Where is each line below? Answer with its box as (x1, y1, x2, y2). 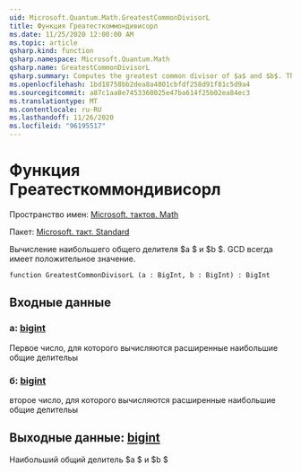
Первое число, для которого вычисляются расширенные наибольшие (9, 342, 279, 353)
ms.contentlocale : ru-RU (9, 105, 102, 114)
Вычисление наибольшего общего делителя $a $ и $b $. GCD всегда (9, 243, 273, 254)
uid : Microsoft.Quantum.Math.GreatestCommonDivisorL (9, 13, 211, 22)
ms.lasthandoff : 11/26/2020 (9, 113, 115, 122)
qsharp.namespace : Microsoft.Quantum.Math (9, 55, 170, 64)
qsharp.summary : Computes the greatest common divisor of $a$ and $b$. (9, 72, 282, 81)
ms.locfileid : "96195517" (9, 122, 106, 131)
